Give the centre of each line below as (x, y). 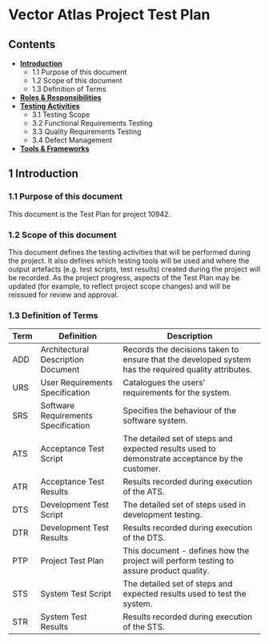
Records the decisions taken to (181, 350)
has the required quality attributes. (187, 370)
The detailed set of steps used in (185, 504)
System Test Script (76, 594)
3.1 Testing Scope (61, 115)
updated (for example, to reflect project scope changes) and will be (119, 286)
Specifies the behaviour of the (179, 411)
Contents (32, 44)
